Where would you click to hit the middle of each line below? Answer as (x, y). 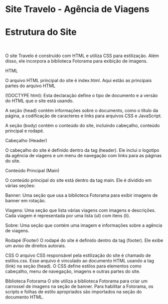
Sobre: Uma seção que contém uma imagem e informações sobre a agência (84, 225)
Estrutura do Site (41, 32)
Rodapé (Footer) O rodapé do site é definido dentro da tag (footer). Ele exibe (84, 240)
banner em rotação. (26, 201)
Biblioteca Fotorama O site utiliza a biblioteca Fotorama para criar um (76, 281)
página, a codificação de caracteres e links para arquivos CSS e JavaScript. (83, 116)
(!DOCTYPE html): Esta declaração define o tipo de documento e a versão (81, 96)
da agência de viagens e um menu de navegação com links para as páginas (83, 156)
